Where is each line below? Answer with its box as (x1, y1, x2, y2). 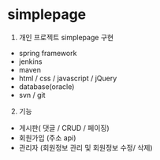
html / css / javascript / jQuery (18, 73, 117, 83)
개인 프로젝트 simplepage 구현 (18, 32, 114, 42)
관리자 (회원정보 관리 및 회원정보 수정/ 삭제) (18, 143, 153, 152)
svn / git (18, 90, 46, 99)
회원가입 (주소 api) (18, 132, 76, 143)
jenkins (18, 57, 43, 66)
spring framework (18, 48, 77, 58)
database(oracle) (18, 81, 75, 91)
